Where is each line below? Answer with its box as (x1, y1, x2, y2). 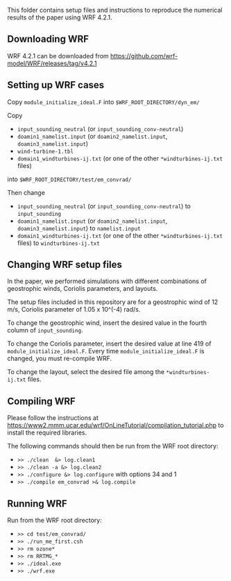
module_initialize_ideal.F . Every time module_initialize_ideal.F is (7, 347, 205, 355)
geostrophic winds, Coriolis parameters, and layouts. (7, 285, 158, 293)
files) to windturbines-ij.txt (17, 239, 101, 247)
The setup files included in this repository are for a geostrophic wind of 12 (7, 298, 219, 306)
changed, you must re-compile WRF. (7, 354, 112, 363)
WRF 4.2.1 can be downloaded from (7, 51, 109, 60)
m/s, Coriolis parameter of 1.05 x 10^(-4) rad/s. (7, 305, 141, 314)
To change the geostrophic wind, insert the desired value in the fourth (7, 319, 207, 327)
